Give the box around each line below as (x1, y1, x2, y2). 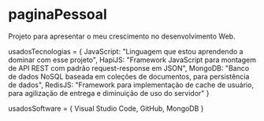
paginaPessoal (8, 5, 108, 24)
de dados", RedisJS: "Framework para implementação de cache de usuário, (8, 80, 255, 90)
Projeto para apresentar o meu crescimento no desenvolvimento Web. (8, 31, 236, 41)
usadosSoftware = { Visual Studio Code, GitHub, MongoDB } (8, 104, 204, 113)
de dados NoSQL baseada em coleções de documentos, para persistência (8, 71, 250, 81)
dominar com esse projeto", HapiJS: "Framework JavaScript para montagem (8, 55, 256, 64)
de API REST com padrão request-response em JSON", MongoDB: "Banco (8, 63, 250, 72)
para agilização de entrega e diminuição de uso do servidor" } (8, 88, 210, 97)
